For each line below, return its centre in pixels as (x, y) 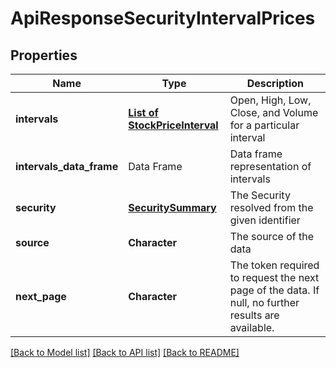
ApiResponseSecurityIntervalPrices (163, 18)
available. (252, 327)
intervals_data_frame (67, 166)
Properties (44, 55)
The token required (274, 265)
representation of (270, 166)
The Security (260, 195)
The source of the (271, 236)
